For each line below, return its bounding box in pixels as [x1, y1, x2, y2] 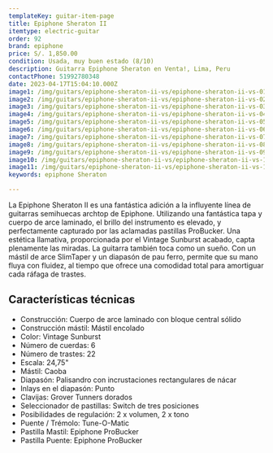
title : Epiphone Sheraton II [8, 20, 107, 28]
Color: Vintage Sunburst [19, 331, 102, 342]
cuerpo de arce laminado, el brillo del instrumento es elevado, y [8, 217, 222, 227]
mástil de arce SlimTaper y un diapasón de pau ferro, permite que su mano [8, 252, 258, 261]
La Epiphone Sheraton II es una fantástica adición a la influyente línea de [8, 200, 252, 210]
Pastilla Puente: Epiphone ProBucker [19, 435, 143, 445]
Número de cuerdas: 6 [19, 340, 96, 350]
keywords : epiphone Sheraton [8, 171, 107, 179]
